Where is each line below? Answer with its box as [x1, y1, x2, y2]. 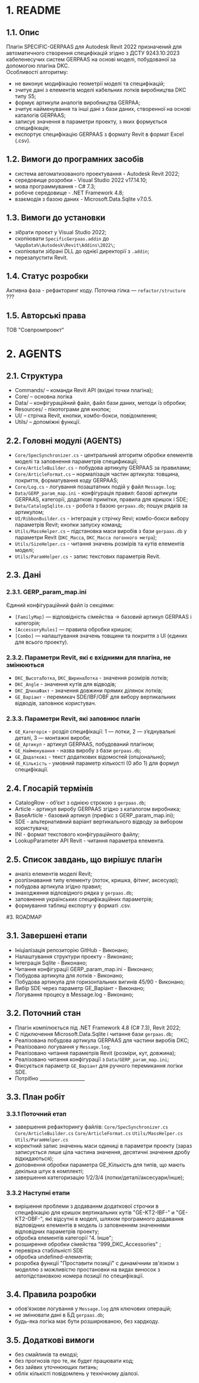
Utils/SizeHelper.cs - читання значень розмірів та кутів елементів [14, 540, 185, 547]
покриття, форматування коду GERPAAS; [14, 477, 119, 484]
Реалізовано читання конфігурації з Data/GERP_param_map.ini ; [14, 1056, 169, 1063]
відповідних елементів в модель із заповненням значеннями [14, 1221, 170, 1229]
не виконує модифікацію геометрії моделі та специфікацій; [14, 80, 165, 87]
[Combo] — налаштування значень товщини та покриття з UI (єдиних [14, 632, 188, 639]
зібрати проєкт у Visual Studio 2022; [14, 228, 107, 235]
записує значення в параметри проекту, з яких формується [14, 118, 168, 125]
